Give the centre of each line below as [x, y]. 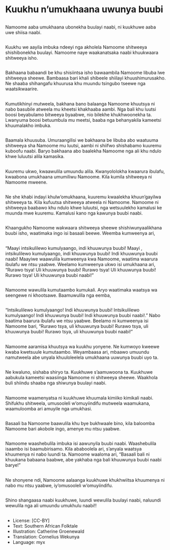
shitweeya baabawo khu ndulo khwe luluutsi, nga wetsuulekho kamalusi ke [84, 207]
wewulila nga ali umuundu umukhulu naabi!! [51, 506]
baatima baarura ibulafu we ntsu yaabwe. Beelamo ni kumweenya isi [77, 321]
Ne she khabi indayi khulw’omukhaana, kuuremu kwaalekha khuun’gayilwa [83, 197]
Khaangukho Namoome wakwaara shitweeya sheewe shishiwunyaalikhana [83, 228]
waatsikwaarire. [22, 89]
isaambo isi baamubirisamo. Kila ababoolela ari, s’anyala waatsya [74, 449]
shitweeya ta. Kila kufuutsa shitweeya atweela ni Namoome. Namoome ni [82, 202]
